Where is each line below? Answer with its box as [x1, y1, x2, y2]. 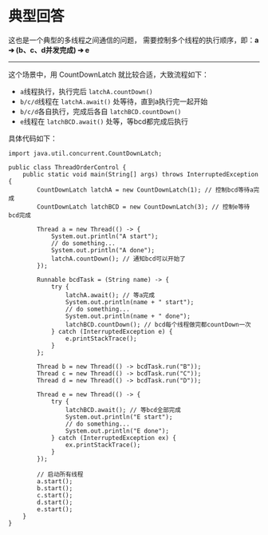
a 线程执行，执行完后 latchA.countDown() [19, 86, 153, 96]
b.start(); [37, 484, 73, 492]
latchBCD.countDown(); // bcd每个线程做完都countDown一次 [65, 320, 251, 328]
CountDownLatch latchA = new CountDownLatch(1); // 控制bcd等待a [37, 185, 254, 194]
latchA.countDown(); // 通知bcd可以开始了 [50, 255, 186, 263]
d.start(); [37, 498, 73, 506]
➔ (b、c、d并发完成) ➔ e [8, 45, 90, 54]
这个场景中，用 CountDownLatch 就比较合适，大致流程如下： [8, 69, 210, 79]
